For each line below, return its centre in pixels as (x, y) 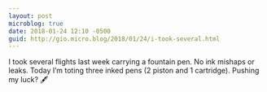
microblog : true (36, 24)
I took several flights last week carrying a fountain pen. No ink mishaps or (131, 62)
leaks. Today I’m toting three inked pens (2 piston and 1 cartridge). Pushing (134, 71)
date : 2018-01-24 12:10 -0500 (60, 31)
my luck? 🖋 (28, 80)
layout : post (31, 16)
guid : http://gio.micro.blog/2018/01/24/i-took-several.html (114, 39)
